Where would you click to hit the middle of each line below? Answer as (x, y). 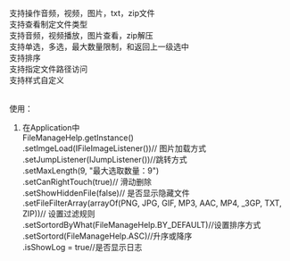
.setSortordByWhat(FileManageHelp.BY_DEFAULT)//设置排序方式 (141, 225)
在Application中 (51, 127)
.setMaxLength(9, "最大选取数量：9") (91, 171)
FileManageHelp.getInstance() (78, 138)
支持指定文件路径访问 (48, 69)
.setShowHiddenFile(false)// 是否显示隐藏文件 (106, 193)
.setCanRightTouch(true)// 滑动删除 (87, 182)
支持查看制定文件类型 (48, 24)
